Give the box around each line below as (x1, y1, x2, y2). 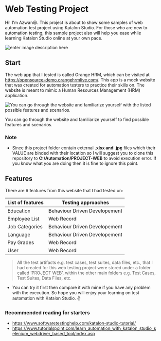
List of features (7, 199, 44, 206)
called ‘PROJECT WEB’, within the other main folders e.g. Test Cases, (17, 270, 156, 276)
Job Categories (7, 223, 43, 230)
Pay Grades (7, 239, 34, 246)
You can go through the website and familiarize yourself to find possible (5, 116, 149, 122)
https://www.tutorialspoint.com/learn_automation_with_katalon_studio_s (12, 325, 157, 331)
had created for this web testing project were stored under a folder (17, 264, 151, 270)
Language (7, 231, 31, 238)
